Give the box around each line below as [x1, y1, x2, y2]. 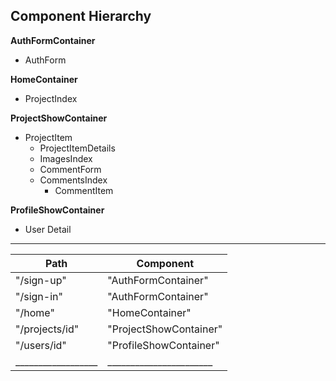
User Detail [24, 223, 72, 235]
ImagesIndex [39, 152, 93, 164]
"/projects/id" [15, 322, 80, 336]
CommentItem [54, 184, 114, 196]
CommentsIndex [39, 174, 108, 186]
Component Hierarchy [10, 8, 152, 25]
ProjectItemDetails [39, 142, 116, 154]
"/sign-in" [15, 289, 63, 303]
